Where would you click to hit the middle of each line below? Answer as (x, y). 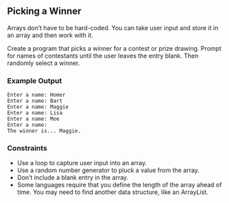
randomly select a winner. (44, 63)
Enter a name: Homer (37, 95)
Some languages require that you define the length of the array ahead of (119, 185)
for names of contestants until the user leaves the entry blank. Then (103, 56)
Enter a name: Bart (35, 101)
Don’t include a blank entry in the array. (73, 178)
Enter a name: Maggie (38, 107)
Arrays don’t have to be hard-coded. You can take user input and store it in (113, 27)
